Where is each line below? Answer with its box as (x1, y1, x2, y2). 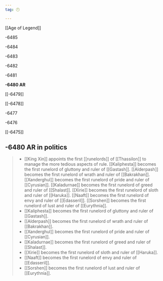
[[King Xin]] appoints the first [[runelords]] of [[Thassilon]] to (24, 156, 146, 162)
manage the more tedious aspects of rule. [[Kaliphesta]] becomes (24, 161, 157, 167)
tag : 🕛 (5, 7, 20, 12)
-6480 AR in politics (5, 143, 67, 151)
